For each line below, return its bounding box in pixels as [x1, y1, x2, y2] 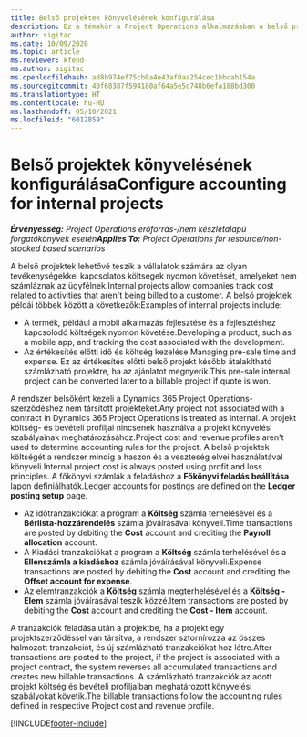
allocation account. [23, 537, 98, 548]
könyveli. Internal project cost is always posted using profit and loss [10, 461, 263, 472]
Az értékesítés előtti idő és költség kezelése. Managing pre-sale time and [23, 346, 297, 357]
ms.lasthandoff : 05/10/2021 [10, 107, 118, 116]
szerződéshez [10, 403, 64, 414]
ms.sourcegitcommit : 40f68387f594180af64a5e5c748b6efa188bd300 [10, 81, 256, 90]
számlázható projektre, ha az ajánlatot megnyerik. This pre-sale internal [23, 366, 291, 377]
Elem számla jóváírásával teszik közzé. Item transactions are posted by [23, 595, 289, 606]
